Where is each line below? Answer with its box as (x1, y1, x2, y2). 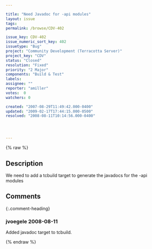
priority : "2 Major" (5, 67, 49, 72)
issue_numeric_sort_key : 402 (5, 39, 66, 44)
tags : (5, 21, 17, 26)
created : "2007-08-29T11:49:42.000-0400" (5, 104, 93, 109)
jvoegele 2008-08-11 (5, 218, 58, 225)
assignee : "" (5, 81, 33, 86)
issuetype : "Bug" (5, 44, 42, 49)
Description (5, 159, 43, 167)
